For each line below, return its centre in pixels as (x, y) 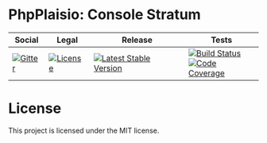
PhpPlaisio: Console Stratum (104, 15)
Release (137, 40)
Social (27, 40)
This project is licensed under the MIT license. (84, 130)
